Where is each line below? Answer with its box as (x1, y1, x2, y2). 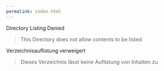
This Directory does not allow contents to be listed (20, 35, 142, 42)
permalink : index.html (6, 8, 61, 15)
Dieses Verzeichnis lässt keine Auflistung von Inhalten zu (20, 58, 158, 65)
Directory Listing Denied (6, 24, 64, 31)
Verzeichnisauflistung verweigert (6, 47, 86, 54)
